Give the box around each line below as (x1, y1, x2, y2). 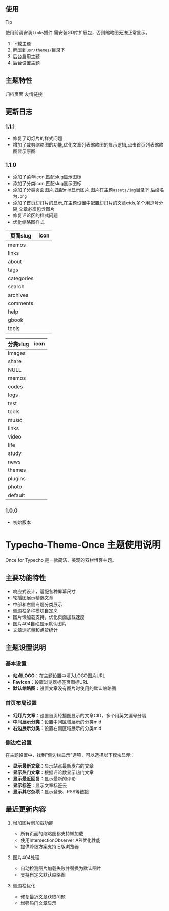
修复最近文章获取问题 (20, 894, 66, 900)
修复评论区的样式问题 (12, 212, 58, 218)
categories (8, 275, 34, 282)
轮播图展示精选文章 (12, 594, 54, 600)
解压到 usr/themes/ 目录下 (12, 47, 66, 53)
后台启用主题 (12, 53, 40, 59)
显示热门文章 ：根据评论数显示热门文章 (12, 769, 94, 775)
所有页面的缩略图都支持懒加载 (20, 830, 83, 836)
